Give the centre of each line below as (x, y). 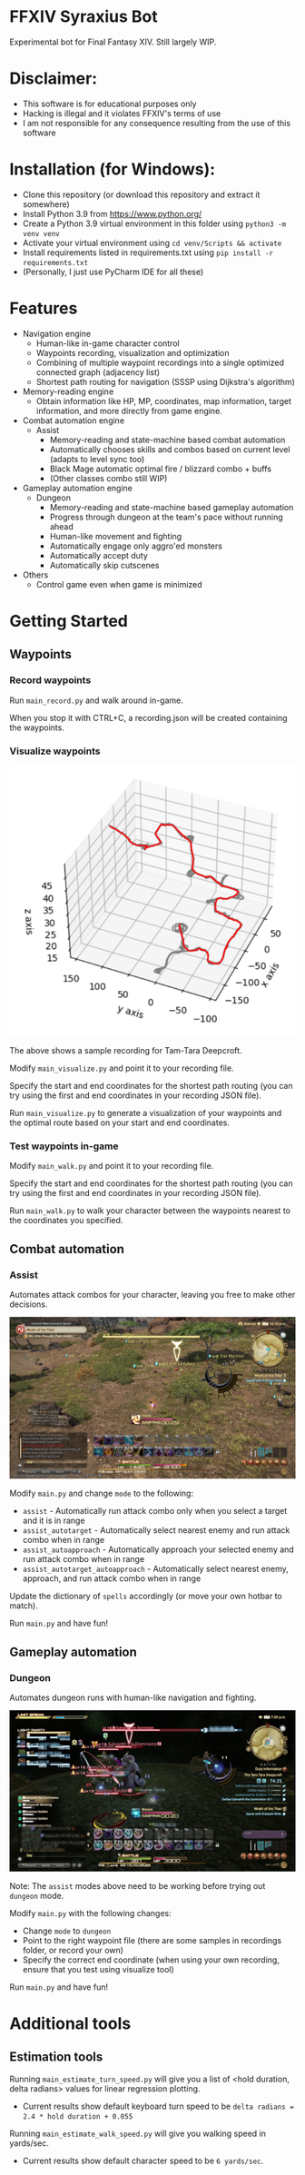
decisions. (29, 1304)
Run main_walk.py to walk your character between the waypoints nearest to (150, 1211)
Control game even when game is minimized (119, 584)
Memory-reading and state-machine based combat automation (167, 440)
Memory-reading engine (68, 391)
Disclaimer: (54, 79)
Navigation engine (57, 333)
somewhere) (46, 204)
